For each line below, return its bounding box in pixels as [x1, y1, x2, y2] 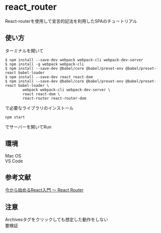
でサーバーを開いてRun [5, 124, 51, 130]
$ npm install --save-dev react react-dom [5, 75, 93, 79]
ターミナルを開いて [5, 48, 44, 54]
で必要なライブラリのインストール [5, 105, 74, 111]
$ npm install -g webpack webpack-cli [5, 61, 84, 67]
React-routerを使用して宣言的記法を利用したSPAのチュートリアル [5, 18, 138, 24]
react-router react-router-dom [23, 96, 87, 101]
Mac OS [5, 153, 22, 158]
